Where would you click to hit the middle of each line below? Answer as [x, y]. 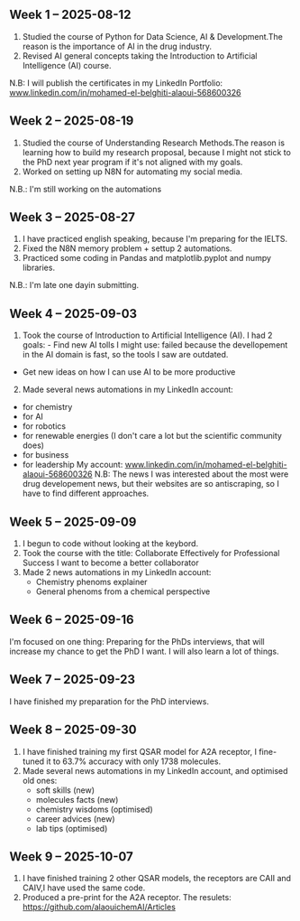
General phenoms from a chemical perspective [123, 591]
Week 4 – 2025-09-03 [73, 314]
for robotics [44, 426]
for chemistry [47, 407]
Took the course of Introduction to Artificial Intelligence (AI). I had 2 [147, 335]
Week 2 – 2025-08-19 [72, 121]
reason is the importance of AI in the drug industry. [117, 46]
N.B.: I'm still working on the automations [86, 189]
